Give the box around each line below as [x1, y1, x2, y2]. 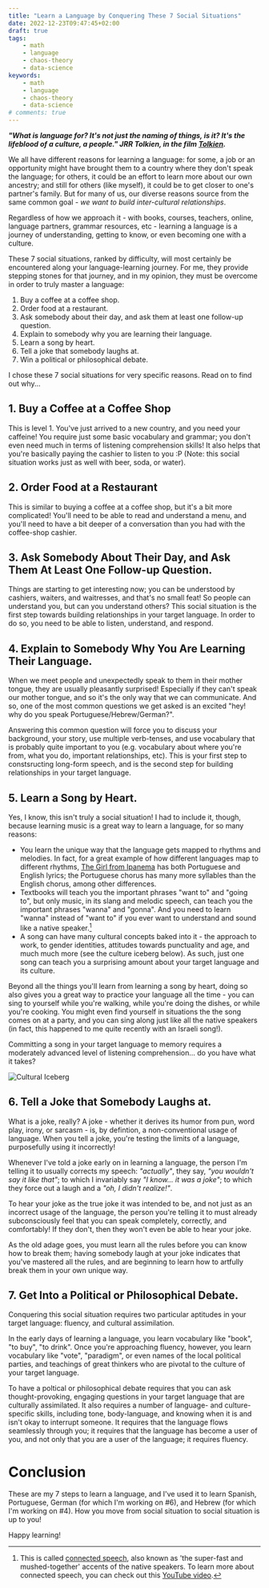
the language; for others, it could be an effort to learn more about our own [8, 172, 252, 181]
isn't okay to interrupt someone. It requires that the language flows [8, 1417, 228, 1428]
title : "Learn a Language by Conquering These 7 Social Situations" [8, 11, 242, 20]
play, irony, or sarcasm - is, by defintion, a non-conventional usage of [8, 1124, 238, 1135]
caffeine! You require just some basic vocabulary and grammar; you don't [8, 431, 251, 441]
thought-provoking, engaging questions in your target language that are [8, 1392, 245, 1402]
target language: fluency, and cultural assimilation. [8, 1319, 175, 1328]
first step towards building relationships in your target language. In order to [8, 610, 255, 620]
